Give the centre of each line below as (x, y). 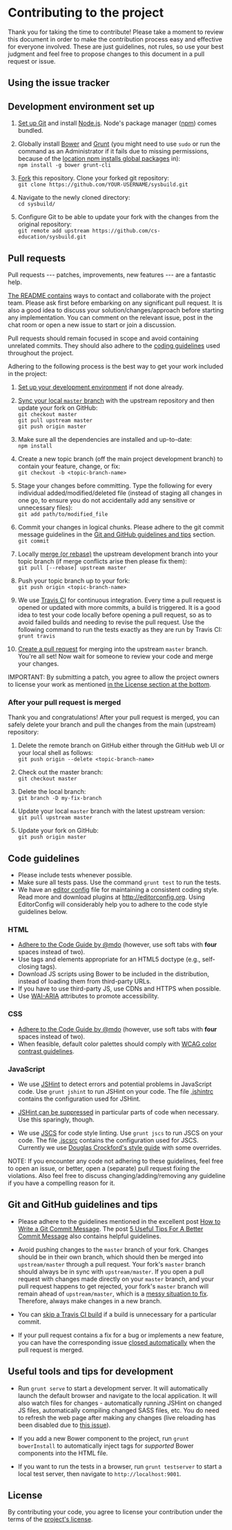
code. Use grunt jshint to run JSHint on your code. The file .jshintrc (115, 1091)
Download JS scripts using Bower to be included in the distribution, (114, 974)
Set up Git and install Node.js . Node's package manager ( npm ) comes (117, 123)
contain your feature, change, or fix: (69, 466)
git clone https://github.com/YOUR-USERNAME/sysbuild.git (103, 185)
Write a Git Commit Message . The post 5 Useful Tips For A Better (110, 1229)
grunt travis (37, 636)
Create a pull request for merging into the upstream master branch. (113, 649)
